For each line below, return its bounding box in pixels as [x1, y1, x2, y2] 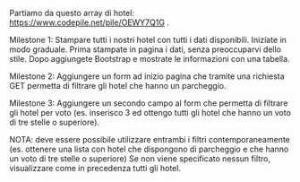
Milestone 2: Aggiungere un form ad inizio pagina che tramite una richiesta [9, 71, 285, 82]
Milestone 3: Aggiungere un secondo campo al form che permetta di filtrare [9, 98, 288, 108]
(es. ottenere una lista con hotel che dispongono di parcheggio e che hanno [9, 143, 289, 154]
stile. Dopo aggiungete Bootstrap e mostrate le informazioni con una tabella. [9, 54, 290, 64]
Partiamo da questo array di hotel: [9, 8, 134, 18]
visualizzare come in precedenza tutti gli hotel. [9, 163, 182, 173]
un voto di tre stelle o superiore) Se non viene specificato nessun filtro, [9, 153, 271, 164]
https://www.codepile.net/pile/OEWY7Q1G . [9, 17, 170, 28]
